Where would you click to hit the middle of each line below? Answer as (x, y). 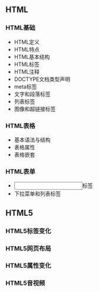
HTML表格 (21, 125)
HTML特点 (27, 49)
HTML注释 (27, 71)
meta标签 (25, 86)
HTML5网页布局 (28, 248)
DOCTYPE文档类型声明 (42, 79)
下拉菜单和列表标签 (37, 194)
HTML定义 (27, 42)
